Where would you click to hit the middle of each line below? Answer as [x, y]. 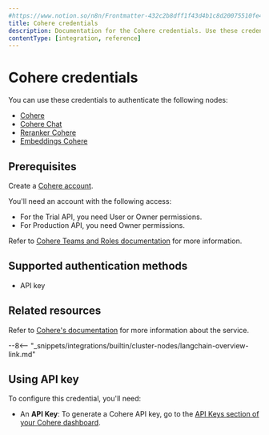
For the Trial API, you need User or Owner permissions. [111, 217]
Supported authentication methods [98, 266]
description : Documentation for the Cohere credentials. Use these [123, 30]
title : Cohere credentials [53, 23]
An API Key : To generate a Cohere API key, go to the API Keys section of [139, 414]
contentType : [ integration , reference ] [75, 38]
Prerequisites [42, 167]
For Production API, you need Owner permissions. [102, 225]
